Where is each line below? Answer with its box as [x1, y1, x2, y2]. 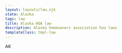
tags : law [5, 16, 25, 21]
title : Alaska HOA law [5, 21, 51, 26]
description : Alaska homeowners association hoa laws [5, 26, 118, 30]
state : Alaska [5, 12, 34, 17]
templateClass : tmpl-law [5, 30, 56, 35]
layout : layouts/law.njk [5, 7, 56, 12]
